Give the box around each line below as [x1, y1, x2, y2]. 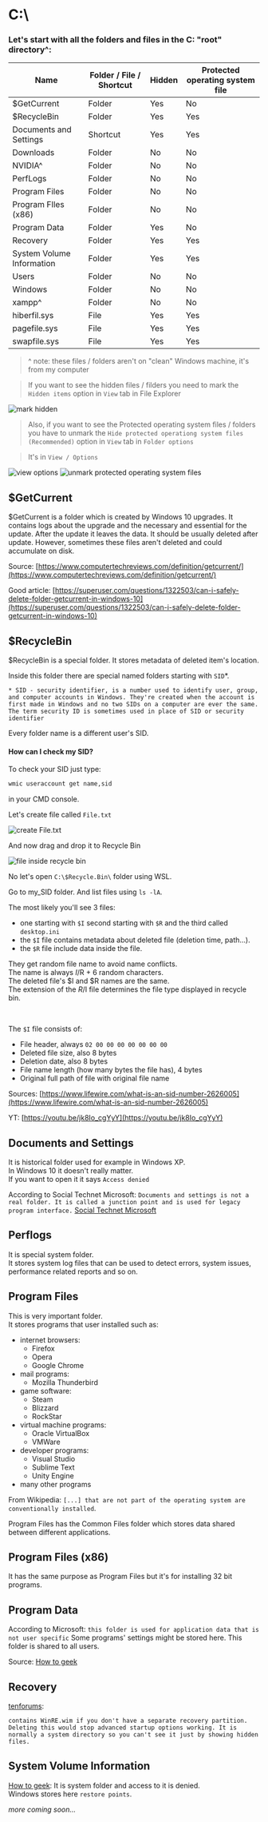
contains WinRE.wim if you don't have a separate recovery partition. [8, 1717, 248, 1725]
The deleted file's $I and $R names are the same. [8, 977, 170, 986]
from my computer [27, 365, 89, 375]
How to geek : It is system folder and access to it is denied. [8, 1780, 201, 1790]
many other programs [19, 1479, 92, 1489]
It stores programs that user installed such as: [8, 1319, 160, 1329]
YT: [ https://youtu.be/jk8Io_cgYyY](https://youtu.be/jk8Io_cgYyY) [8, 1113, 223, 1123]
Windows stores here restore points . [8, 1788, 132, 1799]
